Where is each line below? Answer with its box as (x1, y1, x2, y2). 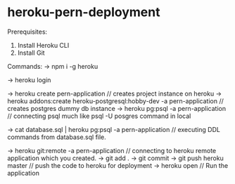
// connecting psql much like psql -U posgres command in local (7, 112, 191, 120)
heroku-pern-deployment (7, 4, 160, 20)
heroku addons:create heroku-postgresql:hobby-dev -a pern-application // (7, 96, 224, 105)
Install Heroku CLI (17, 41, 70, 49)
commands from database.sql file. (7, 133, 107, 141)
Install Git (17, 48, 45, 57)
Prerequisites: (7, 27, 48, 36)
